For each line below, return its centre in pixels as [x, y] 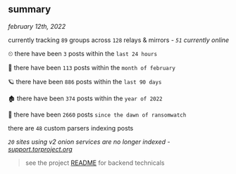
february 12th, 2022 [37, 26]
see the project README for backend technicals [95, 163]
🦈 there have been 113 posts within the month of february [92, 67]
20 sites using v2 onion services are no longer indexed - [89, 142]
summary [30, 9]
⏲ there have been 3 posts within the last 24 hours [83, 53]
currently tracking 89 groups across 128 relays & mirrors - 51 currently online [119, 40]
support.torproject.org [40, 149]
